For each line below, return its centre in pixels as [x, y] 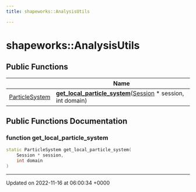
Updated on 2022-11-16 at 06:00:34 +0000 [58, 183]
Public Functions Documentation [67, 121]
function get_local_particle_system [57, 138]
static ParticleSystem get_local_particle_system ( [69, 150]
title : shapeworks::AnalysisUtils [48, 11]
